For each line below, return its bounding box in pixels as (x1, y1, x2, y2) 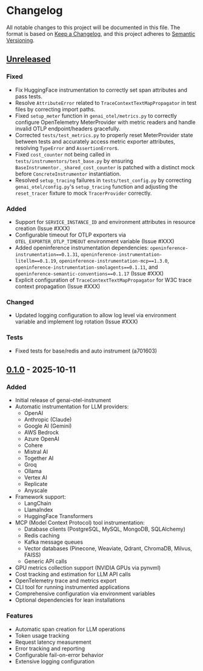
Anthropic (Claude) (24, 416, 72, 423)
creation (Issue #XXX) (15, 224, 71, 232)
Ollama (24, 468, 42, 475)
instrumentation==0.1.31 (15, 251, 78, 258)
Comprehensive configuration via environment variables (15, 590, 156, 598)
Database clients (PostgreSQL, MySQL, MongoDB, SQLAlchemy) (24, 525, 186, 533)
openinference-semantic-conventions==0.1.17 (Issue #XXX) (15, 269, 164, 277)
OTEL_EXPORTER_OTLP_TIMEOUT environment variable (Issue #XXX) (15, 237, 175, 244)
